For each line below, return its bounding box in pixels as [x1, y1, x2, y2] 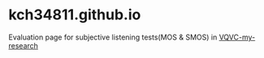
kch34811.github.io [8, 6, 141, 24]
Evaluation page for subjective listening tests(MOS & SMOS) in [8, 32, 218, 42]
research [8, 40, 39, 50]
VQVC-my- [219, 32, 256, 42]
